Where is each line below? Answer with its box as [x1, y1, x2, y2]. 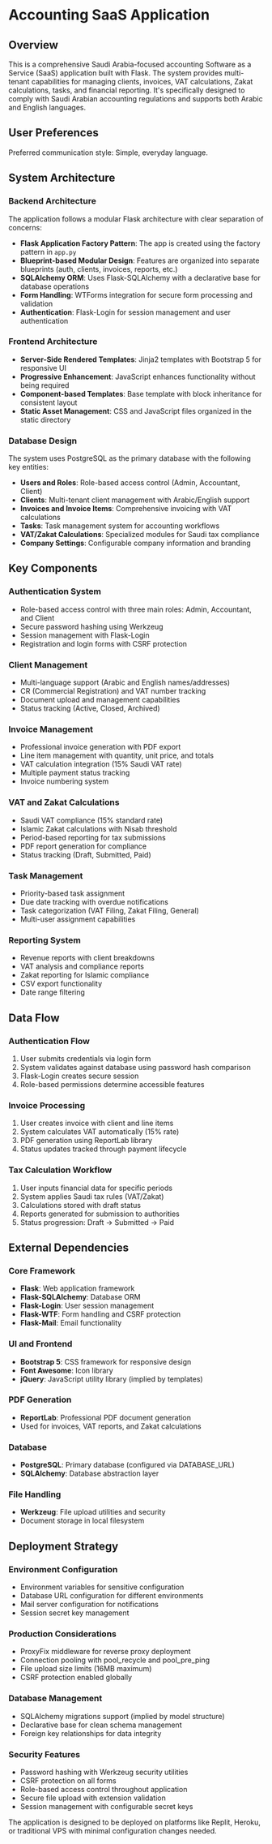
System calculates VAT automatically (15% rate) [19, 1127, 180, 1137]
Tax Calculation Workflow [8, 1164, 113, 1176]
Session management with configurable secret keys [19, 1802, 193, 1811]
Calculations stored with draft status [19, 1200, 142, 1210]
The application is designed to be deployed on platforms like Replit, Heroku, [8, 1817, 261, 1827]
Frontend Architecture [8, 336, 98, 347]
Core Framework [8, 1265, 75, 1276]
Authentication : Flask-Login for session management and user [19, 307, 232, 317]
